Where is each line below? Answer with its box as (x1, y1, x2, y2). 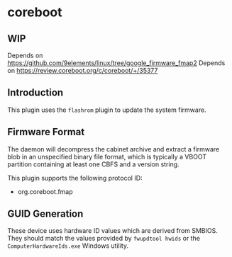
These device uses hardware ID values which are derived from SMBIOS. (7, 227, 218, 235)
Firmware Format (7, 126, 85, 138)
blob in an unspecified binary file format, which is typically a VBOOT (7, 152, 207, 161)
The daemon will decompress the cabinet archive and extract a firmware (7, 144, 220, 153)
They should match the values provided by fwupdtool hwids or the (7, 234, 201, 243)
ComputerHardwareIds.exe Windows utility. (7, 241, 129, 250)
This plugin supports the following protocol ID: (7, 173, 143, 182)
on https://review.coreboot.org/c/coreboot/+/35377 (7, 67, 158, 74)
